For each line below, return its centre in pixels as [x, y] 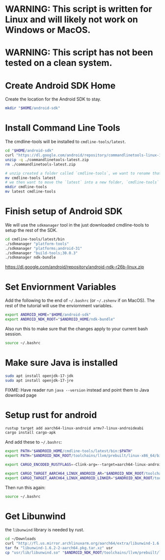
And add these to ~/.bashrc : [34, 442]
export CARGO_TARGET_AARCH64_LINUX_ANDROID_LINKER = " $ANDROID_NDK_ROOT [79, 478]
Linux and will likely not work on [72, 19]
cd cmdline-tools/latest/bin [35, 239]
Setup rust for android [51, 415]
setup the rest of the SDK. [31, 230]
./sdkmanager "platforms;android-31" [44, 248]
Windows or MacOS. [48, 30]
